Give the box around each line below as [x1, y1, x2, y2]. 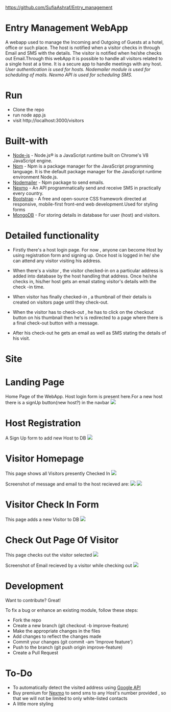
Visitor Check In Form [5, 498, 100, 510]
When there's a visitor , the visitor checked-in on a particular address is [12, 267, 163, 273]
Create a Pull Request [12, 649, 59, 656]
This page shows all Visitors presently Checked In [5, 470, 110, 476]
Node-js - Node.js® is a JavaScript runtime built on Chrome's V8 [12, 152, 149, 158]
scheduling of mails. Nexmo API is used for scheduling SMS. [5, 72, 133, 78]
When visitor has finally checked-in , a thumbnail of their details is [12, 293, 152, 300]
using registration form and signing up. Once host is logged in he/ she [12, 252, 160, 258]
